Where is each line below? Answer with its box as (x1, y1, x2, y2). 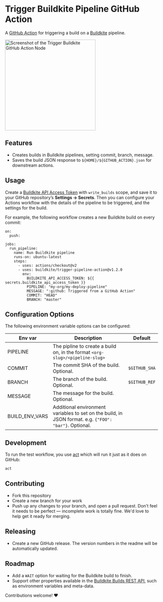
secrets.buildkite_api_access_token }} (5, 280, 86, 285)
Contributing (5, 480, 45, 488)
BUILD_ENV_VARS (7, 413, 49, 420)
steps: (14, 259, 27, 263)
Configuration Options (5, 310, 74, 319)
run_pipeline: (9, 246, 38, 251)
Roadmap (5, 560, 35, 568)
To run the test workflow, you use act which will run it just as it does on (5, 451, 147, 457)
